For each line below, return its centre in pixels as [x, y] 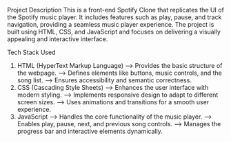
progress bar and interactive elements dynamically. [90, 131]
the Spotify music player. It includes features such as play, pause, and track [114, 17]
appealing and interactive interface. [58, 39]
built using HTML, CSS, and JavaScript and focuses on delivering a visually [114, 32]
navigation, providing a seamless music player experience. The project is [111, 24]
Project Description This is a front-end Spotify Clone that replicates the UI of [115, 10]
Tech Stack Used [31, 52]
